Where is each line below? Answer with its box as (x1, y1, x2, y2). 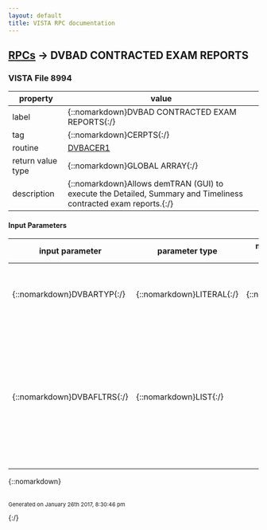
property (18, 93, 53, 104)
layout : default (8, 11, 62, 20)
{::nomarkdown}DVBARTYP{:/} (12, 289, 126, 300)
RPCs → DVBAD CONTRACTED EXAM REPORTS (8, 49, 249, 62)
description (12, 188, 55, 199)
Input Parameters (8, 220, 68, 230)
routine (12, 143, 39, 154)
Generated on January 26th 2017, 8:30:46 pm (8, 501, 126, 508)
